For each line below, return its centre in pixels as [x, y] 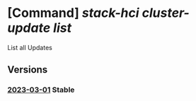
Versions [28, 70]
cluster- [166, 13]
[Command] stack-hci [73, 13]
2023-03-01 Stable [41, 90]
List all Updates [30, 47]
